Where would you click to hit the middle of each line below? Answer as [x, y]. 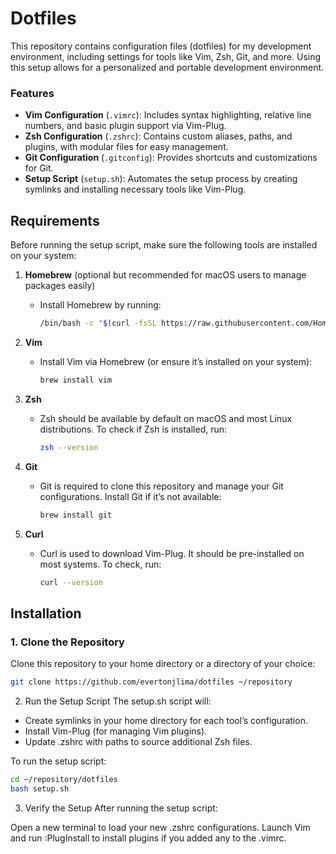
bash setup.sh [40, 788]
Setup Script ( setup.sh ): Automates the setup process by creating [161, 179]
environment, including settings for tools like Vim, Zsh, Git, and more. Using [166, 56]
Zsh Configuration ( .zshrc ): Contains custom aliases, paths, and [158, 136]
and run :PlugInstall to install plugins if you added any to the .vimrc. [148, 838]
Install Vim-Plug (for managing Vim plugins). [116, 731]
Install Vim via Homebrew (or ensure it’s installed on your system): [176, 361]
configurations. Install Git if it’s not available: [130, 496]
